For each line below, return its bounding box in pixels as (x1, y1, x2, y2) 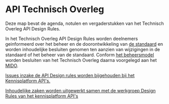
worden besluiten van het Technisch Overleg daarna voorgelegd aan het (5, 57, 157, 63)
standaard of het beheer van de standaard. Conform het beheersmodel (5, 52, 154, 58)
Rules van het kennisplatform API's (5, 93, 78, 99)
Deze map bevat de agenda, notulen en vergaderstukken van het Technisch (5, 20, 164, 26)
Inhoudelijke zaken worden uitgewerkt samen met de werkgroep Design (5, 87, 156, 93)
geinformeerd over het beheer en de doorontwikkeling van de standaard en (5, 41, 163, 47)
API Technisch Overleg (5, 4, 104, 15)
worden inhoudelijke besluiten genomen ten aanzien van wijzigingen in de (5, 46, 160, 52)
